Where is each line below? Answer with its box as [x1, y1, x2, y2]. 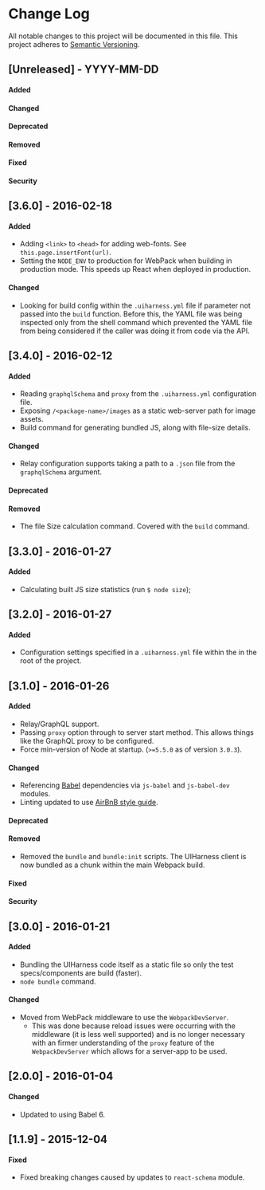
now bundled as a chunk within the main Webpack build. [19, 860, 205, 870]
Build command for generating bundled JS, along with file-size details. [19, 423, 251, 433]
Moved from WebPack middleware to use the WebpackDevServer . [19, 1013, 229, 1023]
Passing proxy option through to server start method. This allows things [19, 728, 255, 737]
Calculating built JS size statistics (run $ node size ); [19, 584, 191, 594]
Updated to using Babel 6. [19, 1109, 106, 1119]
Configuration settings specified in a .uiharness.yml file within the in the [19, 647, 257, 658]
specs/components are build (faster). [19, 968, 142, 977]
